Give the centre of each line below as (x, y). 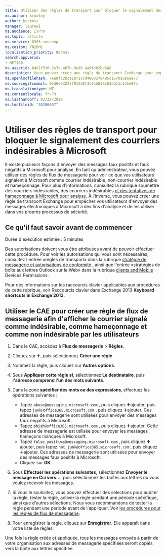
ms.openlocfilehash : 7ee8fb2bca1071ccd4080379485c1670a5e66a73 (72, 79)
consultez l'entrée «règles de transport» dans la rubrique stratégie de (76, 260)
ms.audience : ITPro (25, 31)
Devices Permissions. (27, 276)
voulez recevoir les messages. (43, 483)
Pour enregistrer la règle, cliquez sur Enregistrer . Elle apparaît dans (81, 523)
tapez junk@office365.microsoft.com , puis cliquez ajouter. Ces (86, 410)
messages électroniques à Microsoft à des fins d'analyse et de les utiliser (80, 207)
